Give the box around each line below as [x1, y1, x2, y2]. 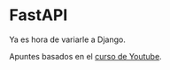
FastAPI [9, 5, 68, 25]
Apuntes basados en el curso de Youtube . [9, 51, 162, 61]
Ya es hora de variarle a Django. [9, 34, 126, 45]
